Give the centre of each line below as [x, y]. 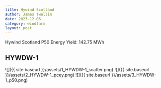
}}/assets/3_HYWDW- [134, 75]
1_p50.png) [17, 80]
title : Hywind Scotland [30, 10]
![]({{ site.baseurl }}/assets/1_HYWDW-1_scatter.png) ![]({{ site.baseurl [77, 69]
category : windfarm [25, 23]
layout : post [19, 28]
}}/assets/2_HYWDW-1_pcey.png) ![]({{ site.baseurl [58, 75]
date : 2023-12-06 [23, 19]
